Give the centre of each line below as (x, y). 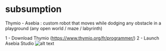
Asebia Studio (20, 43)
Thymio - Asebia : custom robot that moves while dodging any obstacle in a (83, 23)
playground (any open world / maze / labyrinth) (54, 28)
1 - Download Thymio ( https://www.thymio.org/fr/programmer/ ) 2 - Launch (82, 38)
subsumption (33, 9)
